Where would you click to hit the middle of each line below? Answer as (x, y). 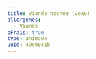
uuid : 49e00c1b (29, 45)
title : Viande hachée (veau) (49, 13)
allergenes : (24, 20)
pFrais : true (26, 32)
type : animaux (27, 39)
